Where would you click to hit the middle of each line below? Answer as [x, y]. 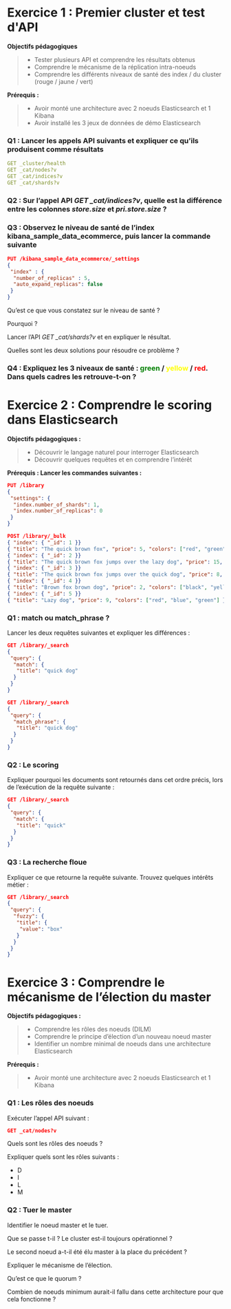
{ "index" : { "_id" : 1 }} [44, 542]
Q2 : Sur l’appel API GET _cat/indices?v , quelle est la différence [114, 200]
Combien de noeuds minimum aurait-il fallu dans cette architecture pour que [115, 1292]
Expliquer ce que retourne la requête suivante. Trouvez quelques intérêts [110, 877]
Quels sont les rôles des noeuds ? [55, 1144]
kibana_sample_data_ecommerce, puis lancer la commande [109, 236]
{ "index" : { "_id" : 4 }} [44, 581]
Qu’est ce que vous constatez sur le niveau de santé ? [84, 310]
